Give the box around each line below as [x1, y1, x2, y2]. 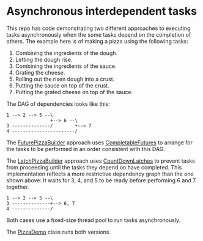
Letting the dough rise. [15, 56, 73, 63]
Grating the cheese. [15, 69, 65, 76]
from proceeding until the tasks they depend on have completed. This [6, 163, 182, 171]
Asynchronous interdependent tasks [6, 4, 197, 18]
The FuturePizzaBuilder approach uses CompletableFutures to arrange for [6, 139, 193, 146]
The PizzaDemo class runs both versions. [6, 228, 111, 235]
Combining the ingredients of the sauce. [15, 62, 117, 70]
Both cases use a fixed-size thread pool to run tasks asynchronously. [6, 216, 181, 224]
